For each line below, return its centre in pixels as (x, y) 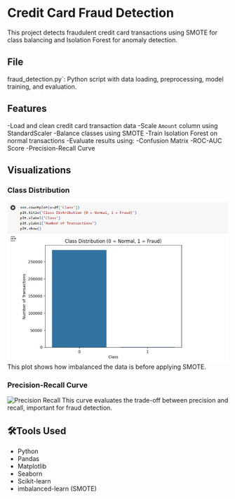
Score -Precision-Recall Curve (51, 148)
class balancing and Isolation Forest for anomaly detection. (92, 39)
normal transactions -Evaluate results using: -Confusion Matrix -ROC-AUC (115, 140)
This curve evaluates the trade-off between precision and (145, 400)
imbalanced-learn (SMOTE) (57, 489)
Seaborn (30, 474)
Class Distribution (39, 190)
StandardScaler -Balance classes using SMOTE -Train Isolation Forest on (112, 133)
